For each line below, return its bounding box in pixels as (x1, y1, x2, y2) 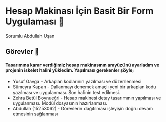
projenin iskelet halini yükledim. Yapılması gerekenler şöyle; (5, 67, 134, 73)
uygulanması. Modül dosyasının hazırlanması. (12, 100, 108, 106)
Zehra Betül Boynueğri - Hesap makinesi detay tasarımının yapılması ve (12, 95, 161, 101)
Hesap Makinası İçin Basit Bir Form (5, 5, 154, 17)
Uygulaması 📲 (5, 16, 64, 27)
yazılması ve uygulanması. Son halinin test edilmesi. (12, 89, 120, 95)
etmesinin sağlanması (12, 111, 58, 117)
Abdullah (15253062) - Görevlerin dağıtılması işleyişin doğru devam (12, 105, 153, 111)
